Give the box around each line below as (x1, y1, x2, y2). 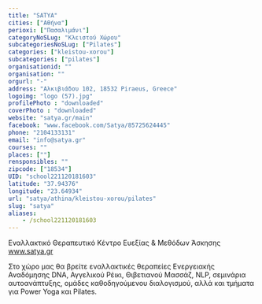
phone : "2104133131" (8, 128, 76, 136)
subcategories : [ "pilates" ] (8, 56, 101, 64)
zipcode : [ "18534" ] (8, 165, 72, 173)
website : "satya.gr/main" (8, 114, 93, 122)
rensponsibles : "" (8, 158, 68, 166)
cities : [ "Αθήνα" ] (8, 19, 68, 27)
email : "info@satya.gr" (8, 135, 87, 144)
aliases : (8, 209, 37, 217)
